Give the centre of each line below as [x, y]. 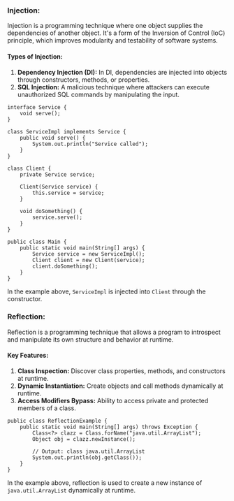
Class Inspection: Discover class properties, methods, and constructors [121, 371]
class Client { [29, 168]
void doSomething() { [51, 211]
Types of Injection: [35, 56]
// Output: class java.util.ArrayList [89, 451]
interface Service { [37, 107]
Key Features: [28, 356]
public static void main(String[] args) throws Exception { [109, 427]
